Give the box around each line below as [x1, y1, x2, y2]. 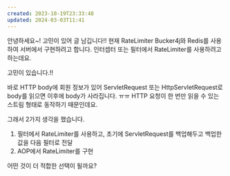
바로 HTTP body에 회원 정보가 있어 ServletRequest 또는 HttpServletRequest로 [7, 83, 223, 91]
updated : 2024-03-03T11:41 [7, 17, 85, 23]
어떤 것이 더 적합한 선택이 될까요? [7, 162, 97, 170]
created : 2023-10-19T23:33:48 [7, 10, 95, 17]
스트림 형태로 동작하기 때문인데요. [7, 100, 98, 108]
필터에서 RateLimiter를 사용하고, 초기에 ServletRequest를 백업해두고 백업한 [17, 129, 222, 138]
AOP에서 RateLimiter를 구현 [17, 146, 94, 155]
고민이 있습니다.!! [7, 68, 54, 77]
